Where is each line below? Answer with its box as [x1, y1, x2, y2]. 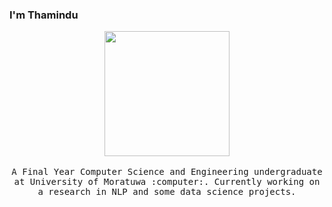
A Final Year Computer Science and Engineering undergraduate [11, 166, 323, 178]
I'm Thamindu [9, 8, 79, 22]
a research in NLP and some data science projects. [37, 186, 297, 198]
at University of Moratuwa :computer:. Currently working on [13, 176, 321, 188]
